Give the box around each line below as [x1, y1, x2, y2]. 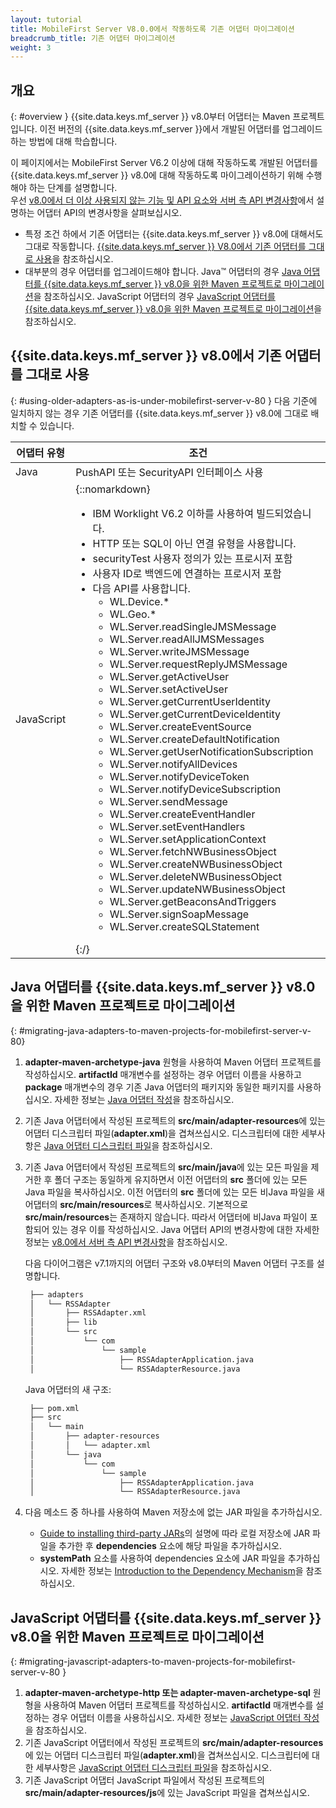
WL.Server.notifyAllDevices [109, 757, 238, 771]
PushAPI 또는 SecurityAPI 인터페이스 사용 [75, 465, 264, 479]
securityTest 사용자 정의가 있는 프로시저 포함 [92, 551, 293, 565]
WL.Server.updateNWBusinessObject [109, 882, 286, 896]
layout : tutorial [10, 14, 83, 25]
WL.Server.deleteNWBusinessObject [109, 869, 283, 883]
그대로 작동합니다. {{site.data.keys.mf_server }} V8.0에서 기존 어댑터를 [24, 241, 307, 253]
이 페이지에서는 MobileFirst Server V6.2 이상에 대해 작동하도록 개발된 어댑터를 [10, 157, 318, 169]
